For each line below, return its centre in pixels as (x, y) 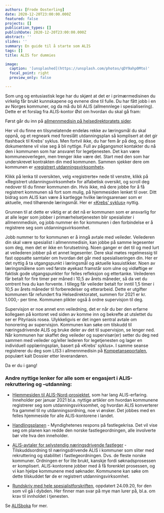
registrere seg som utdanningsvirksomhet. (48, 227)
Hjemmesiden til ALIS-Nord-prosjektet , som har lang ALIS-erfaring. (80, 395)
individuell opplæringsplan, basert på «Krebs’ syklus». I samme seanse (77, 345)
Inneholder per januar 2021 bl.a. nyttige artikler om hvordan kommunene (85, 400)
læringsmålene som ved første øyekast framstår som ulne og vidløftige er (79, 268)
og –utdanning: (54, 384)
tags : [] (14, 50)
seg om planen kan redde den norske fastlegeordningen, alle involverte (84, 430)
